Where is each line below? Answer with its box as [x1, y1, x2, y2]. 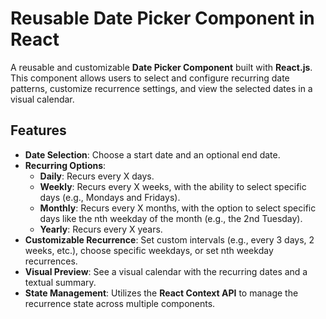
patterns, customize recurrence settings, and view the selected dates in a [10, 82, 313, 94]
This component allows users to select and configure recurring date [10, 72, 290, 84]
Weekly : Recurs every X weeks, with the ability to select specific [39, 180, 307, 192]
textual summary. [24, 276, 97, 288]
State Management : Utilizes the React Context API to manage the [24, 287, 299, 299]
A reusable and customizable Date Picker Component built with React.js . [10, 61, 313, 73]
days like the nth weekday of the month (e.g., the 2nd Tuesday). [39, 212, 303, 224]
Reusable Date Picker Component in [10, 7, 315, 30]
